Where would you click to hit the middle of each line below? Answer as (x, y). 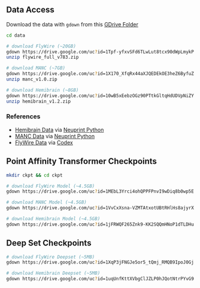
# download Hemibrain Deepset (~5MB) (53, 273)
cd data (16, 35)
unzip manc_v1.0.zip (32, 79)
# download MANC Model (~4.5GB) (46, 202)
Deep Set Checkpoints (49, 243)
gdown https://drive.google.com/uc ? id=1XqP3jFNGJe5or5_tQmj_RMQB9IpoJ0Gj (100, 262)
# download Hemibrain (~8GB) (43, 90)
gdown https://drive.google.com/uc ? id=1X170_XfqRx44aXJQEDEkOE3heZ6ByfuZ (100, 74)
